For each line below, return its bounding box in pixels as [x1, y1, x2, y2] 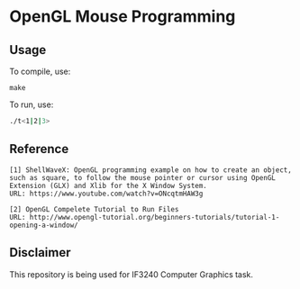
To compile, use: [9, 66, 71, 77]
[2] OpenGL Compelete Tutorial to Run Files [9, 204, 179, 213]
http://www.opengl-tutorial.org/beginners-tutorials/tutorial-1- [29, 212, 280, 221]
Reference [9, 141, 69, 157]
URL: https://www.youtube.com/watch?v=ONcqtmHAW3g [9, 189, 204, 198]
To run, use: [9, 99, 54, 110]
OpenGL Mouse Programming [9, 6, 236, 27]
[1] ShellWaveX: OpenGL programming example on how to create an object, [9, 165, 293, 175]
